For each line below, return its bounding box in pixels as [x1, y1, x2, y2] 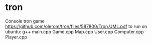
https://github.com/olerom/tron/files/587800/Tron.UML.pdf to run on [5, 23, 147, 29]
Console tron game [5, 18, 45, 24]
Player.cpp [5, 34, 28, 40]
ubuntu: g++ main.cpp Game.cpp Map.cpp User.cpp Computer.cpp [5, 28, 144, 34]
